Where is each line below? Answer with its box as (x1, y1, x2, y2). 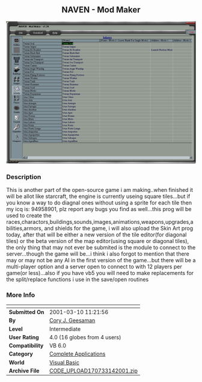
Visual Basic (49, 359, 80, 366)
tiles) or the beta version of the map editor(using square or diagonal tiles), (6, 238, 189, 245)
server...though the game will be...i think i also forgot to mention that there (6, 250, 189, 257)
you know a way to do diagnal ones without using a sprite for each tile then (6, 199, 192, 206)
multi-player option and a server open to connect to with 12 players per (6, 263, 182, 270)
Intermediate (49, 325, 81, 333)
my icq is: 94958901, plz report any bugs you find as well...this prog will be (6, 206, 192, 213)
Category (8, 350, 33, 357)
